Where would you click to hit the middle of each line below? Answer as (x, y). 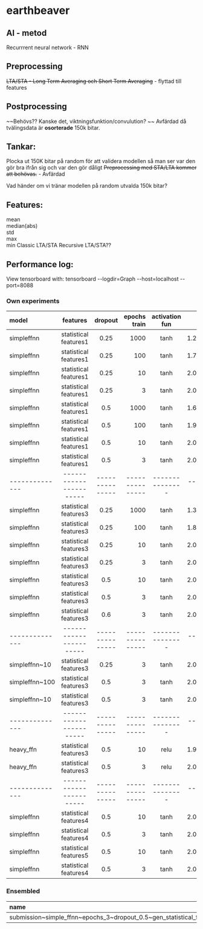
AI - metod (27, 33)
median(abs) (22, 226)
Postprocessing (37, 107)
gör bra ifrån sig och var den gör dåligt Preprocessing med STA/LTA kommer (101, 168)
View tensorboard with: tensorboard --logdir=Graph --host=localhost (93, 279)
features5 (75, 856)
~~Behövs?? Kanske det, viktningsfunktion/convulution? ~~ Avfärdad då (96, 121)
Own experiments (33, 301)
